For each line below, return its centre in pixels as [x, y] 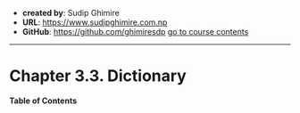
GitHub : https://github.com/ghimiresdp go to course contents [135, 32]
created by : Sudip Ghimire [71, 13]
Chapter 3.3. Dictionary [98, 76]
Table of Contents [43, 101]
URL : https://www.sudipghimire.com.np [95, 22]
